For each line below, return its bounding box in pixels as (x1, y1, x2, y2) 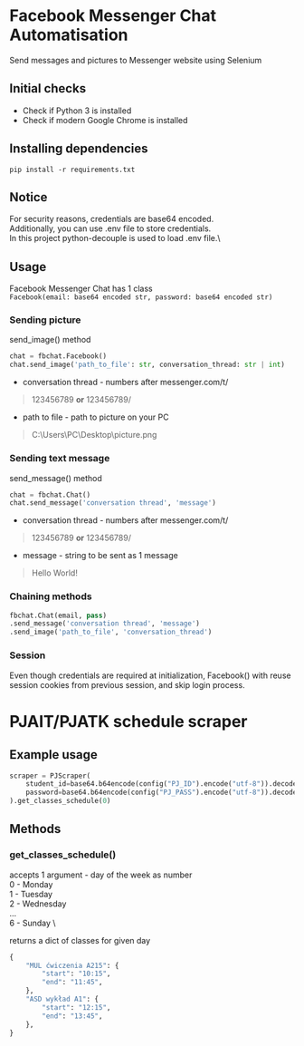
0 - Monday (9, 878, 53, 889)
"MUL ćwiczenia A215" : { (25, 961, 119, 970)
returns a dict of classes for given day (9, 935, 151, 945)
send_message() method (9, 472, 102, 483)
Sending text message (9, 452, 110, 465)
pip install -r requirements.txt (9, 165, 136, 174)
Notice (9, 189, 48, 205)
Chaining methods (9, 590, 92, 603)
